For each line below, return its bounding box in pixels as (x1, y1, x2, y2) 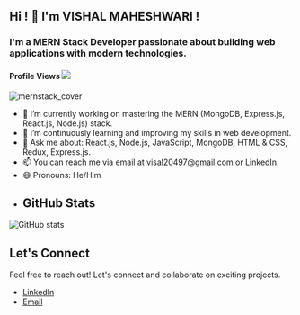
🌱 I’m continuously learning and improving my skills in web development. (22, 127, 292, 138)
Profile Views (9, 70, 61, 81)
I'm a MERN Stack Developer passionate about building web (9, 36, 276, 49)
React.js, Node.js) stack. (22, 118, 113, 129)
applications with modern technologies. (9, 47, 187, 59)
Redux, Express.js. (22, 146, 92, 157)
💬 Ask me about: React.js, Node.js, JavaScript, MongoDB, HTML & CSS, (22, 137, 288, 148)
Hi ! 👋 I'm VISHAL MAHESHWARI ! (9, 9, 200, 24)
